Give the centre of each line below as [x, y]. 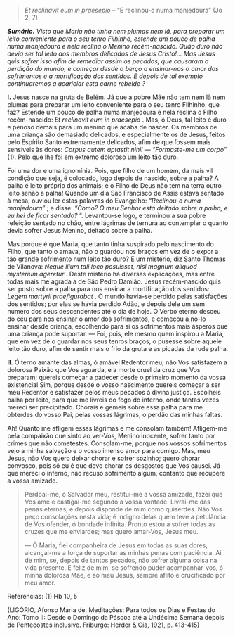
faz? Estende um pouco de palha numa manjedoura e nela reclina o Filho [112, 112]
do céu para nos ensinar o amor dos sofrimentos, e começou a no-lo [107, 319]
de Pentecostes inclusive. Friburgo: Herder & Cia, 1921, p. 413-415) [103, 625]
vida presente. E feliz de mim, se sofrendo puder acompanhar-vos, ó [123, 568]
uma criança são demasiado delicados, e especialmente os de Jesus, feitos [116, 134]
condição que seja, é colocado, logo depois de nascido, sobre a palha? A [113, 178]
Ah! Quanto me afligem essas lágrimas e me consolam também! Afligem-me [117, 428]
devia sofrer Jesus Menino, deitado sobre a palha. [80, 230]
